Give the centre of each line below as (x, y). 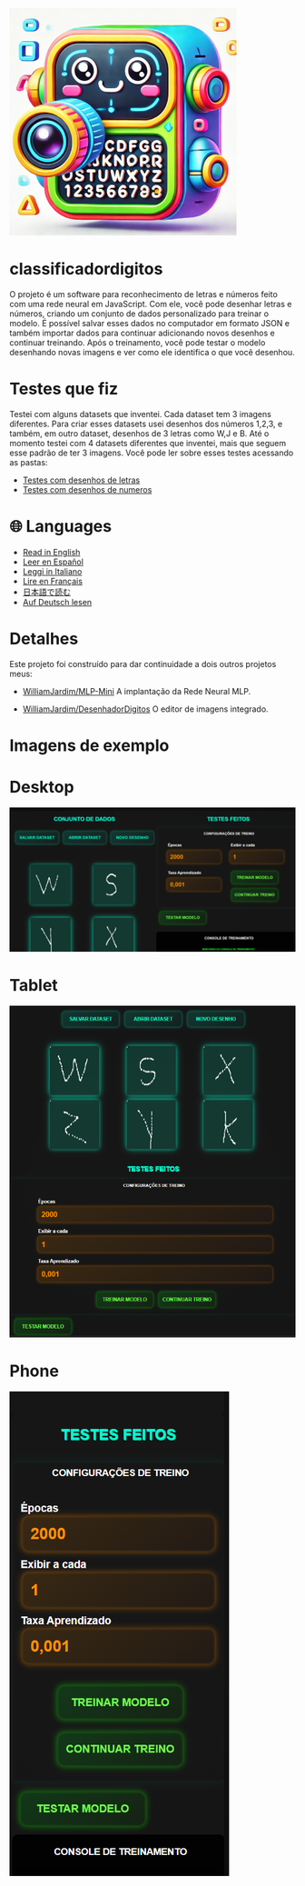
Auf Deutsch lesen (57, 602)
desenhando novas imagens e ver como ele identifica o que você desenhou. (152, 352)
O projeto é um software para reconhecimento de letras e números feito (144, 294)
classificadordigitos (86, 269)
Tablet (34, 986)
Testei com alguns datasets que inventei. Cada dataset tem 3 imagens (141, 414)
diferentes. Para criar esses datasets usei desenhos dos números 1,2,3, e (146, 424)
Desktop (42, 788)
